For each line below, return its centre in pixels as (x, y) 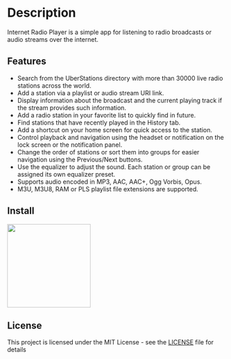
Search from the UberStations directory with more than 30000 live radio (120, 78)
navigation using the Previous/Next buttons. (80, 159)
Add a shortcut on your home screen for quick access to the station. (115, 129)
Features (27, 62)
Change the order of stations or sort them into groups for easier (108, 152)
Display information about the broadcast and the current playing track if (120, 100)
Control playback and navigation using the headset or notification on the (120, 137)
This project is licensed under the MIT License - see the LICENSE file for (110, 342)
